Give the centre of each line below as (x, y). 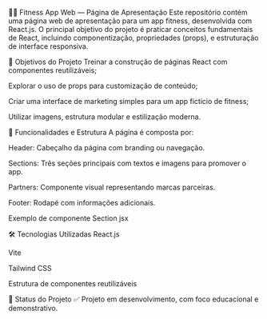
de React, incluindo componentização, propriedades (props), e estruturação (133, 38)
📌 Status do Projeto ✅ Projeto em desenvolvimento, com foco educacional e (133, 299)
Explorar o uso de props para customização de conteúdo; (103, 86)
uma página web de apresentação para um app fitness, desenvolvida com (130, 21)
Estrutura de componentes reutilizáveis (73, 283)
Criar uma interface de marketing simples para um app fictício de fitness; (129, 101)
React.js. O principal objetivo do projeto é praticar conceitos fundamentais (131, 29)
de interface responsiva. (48, 46)
